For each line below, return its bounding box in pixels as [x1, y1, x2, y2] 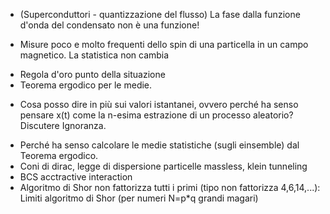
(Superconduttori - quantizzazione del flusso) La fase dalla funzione [19, 9, 301, 20]
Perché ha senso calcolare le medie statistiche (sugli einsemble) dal [19, 139, 300, 151]
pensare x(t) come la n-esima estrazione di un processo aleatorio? [19, 109, 294, 121]
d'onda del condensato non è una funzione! [19, 19, 200, 31]
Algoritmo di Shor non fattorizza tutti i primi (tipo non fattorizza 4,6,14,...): [19, 182, 321, 193]
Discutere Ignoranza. [19, 120, 107, 131]
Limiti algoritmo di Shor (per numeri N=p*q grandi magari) [19, 192, 259, 204]
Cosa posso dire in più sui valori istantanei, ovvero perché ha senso [19, 99, 299, 110]
